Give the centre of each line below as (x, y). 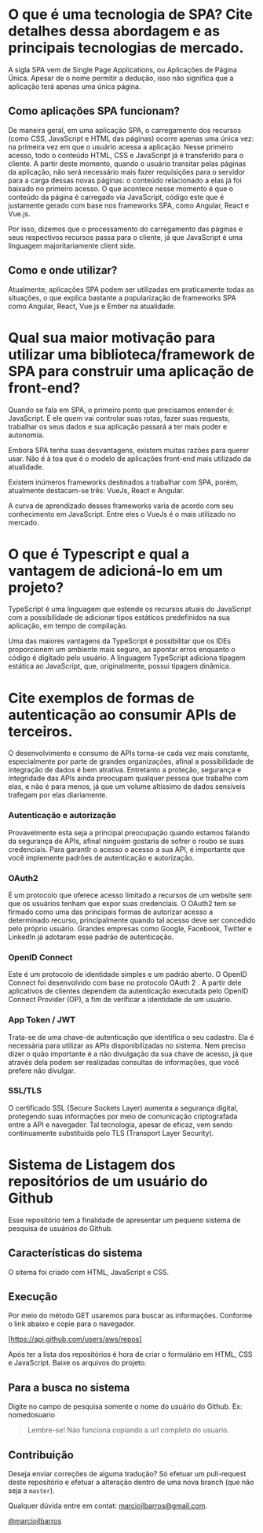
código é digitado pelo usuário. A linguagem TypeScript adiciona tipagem (127, 658)
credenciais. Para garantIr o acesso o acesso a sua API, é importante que (127, 849)
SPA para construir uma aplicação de (131, 371)
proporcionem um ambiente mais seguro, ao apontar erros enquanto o (122, 650)
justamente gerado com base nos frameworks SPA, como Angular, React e (129, 205)
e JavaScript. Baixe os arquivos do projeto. (77, 1363)
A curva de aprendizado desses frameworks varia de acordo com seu (121, 506)
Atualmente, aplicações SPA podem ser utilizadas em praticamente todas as (131, 289)
